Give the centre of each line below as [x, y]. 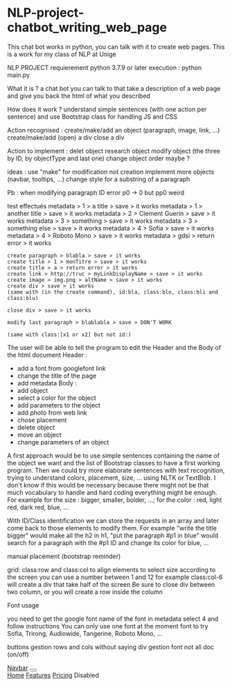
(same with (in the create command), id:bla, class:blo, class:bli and [113, 292]
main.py [18, 75]
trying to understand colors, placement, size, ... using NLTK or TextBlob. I [111, 478]
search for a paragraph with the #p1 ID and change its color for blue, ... [108, 542]
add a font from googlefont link [61, 368]
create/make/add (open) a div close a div [66, 137]
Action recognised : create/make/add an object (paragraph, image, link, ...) [114, 130]
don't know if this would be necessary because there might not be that [108, 485]
